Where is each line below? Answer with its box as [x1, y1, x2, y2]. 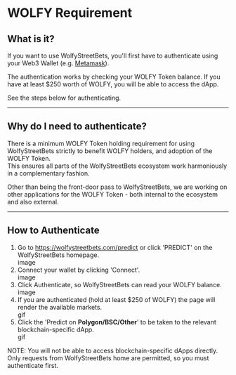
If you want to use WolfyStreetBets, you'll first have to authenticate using [7, 51, 218, 60]
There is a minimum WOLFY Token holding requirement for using [7, 139, 195, 147]
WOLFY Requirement [7, 5, 133, 21]
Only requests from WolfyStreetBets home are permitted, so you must [7, 353, 209, 362]
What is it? [7, 33, 55, 45]
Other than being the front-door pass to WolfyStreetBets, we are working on [7, 183, 228, 191]
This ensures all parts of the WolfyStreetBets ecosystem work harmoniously [7, 162, 228, 170]
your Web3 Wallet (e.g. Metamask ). [7, 59, 110, 67]
